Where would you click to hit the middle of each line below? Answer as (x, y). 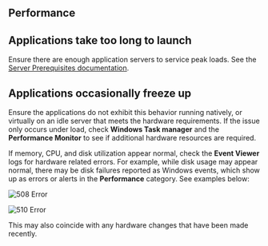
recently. (23, 234)
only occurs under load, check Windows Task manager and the (114, 129)
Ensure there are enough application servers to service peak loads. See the (132, 60)
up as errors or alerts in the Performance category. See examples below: (129, 179)
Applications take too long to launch (100, 40)
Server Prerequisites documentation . (69, 68)
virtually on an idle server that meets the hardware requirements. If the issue (134, 121)
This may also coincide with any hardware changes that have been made (128, 225)
